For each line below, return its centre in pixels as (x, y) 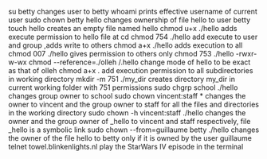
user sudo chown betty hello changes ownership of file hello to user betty (130, 20)
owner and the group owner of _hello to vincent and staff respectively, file (130, 121)
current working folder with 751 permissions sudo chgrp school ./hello (123, 87)
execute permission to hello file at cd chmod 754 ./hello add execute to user (133, 37)
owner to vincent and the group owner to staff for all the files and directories (133, 104)
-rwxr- (246, 54)
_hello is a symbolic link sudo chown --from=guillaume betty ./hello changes (134, 130)
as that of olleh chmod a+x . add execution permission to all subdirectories (131, 70)
